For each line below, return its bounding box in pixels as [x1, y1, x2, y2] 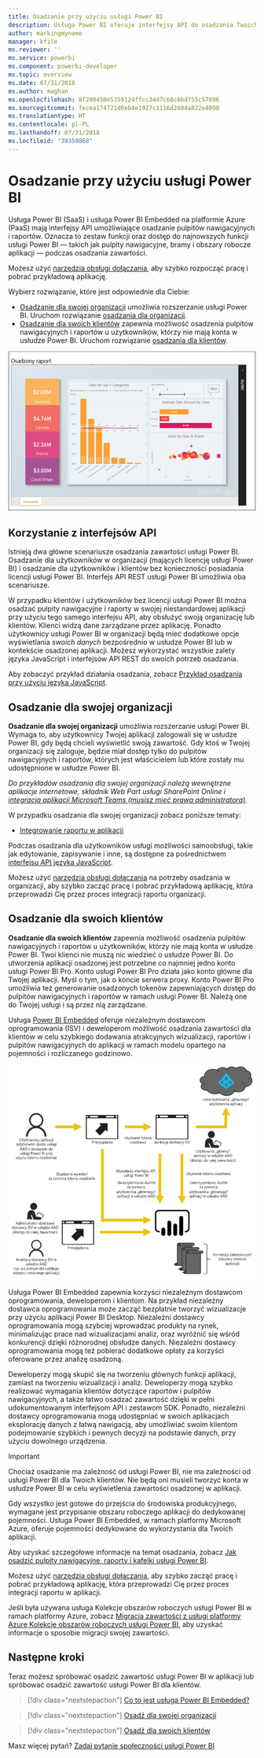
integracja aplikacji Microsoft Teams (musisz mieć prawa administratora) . [8, 795, 247, 804]
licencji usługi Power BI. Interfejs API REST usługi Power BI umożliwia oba [8, 572, 246, 582]
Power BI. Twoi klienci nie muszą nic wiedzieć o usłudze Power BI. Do [8, 950, 234, 959]
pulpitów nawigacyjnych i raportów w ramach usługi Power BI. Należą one [8, 991, 247, 1001]
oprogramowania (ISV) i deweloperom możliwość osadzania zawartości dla [8, 1023, 251, 1033]
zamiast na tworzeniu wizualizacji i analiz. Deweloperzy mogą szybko [8, 1377, 233, 1387]
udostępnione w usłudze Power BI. [8, 763, 120, 772]
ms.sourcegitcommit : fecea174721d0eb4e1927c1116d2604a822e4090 [8, 104, 220, 112]
